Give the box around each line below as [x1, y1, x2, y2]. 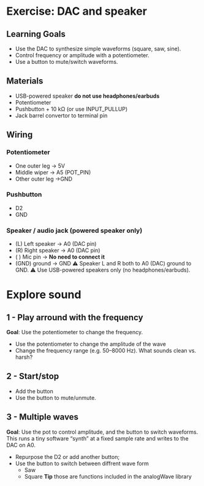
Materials [6, 76, 43, 87]
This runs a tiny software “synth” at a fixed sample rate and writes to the [6, 434, 189, 442]
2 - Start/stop [6, 371, 59, 382]
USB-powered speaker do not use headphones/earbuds [15, 92, 160, 100]
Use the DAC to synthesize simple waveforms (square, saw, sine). [15, 45, 181, 52]
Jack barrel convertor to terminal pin [15, 112, 108, 119]
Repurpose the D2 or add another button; [15, 453, 120, 460]
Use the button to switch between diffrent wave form [15, 460, 149, 467]
